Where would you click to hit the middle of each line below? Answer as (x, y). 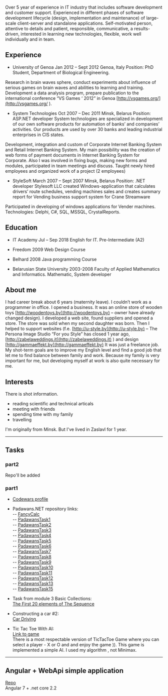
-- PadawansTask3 (32, 530)
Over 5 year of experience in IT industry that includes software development (84, 7)
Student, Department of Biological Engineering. (61, 72)
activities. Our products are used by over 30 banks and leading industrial (87, 129)
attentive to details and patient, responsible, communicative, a (69, 29)
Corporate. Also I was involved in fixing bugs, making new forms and (76, 160)
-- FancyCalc (26, 514)
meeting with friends (34, 409)
